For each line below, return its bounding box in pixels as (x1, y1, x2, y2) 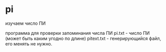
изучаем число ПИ (5, 20, 46, 26)
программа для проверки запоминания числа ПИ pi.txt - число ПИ (5, 30, 150, 36)
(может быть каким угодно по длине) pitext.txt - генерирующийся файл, (5, 35, 161, 41)
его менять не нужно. (5, 40, 53, 46)
